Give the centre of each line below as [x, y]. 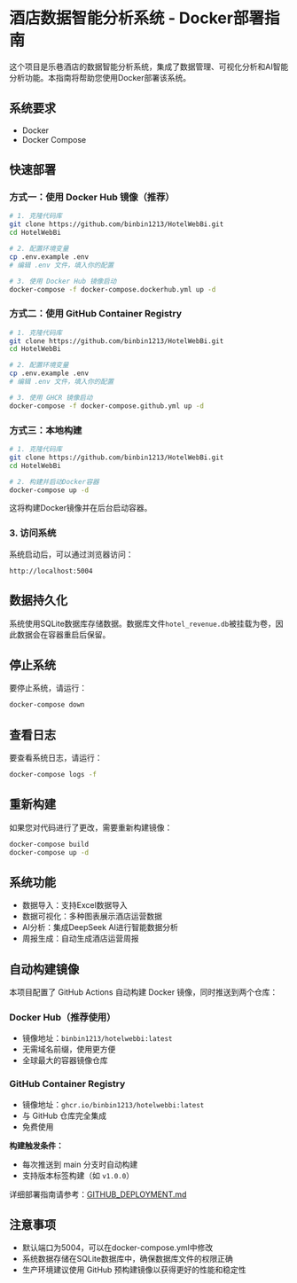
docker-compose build [49, 844]
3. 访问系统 [33, 533]
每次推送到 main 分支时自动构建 [80, 1164]
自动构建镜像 [44, 969]
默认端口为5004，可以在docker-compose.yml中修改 [117, 1248]
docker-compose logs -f [53, 775]
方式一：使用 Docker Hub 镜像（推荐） [92, 198]
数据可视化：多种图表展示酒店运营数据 [92, 916]
